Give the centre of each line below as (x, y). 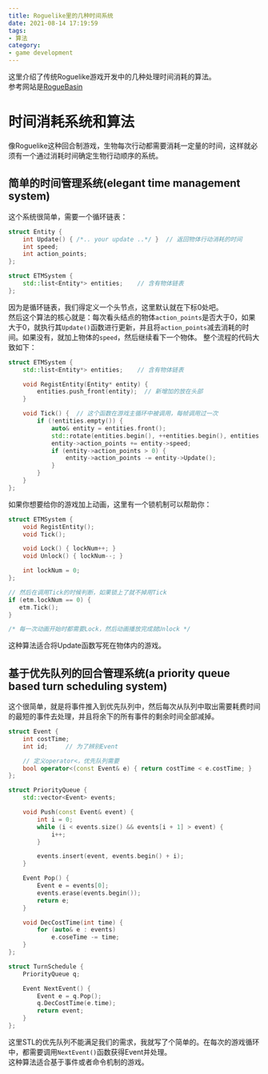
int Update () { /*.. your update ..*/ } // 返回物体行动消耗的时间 (132, 239)
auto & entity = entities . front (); (108, 428)
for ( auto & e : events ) (76, 930)
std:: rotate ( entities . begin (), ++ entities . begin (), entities (155, 436)
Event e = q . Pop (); (70, 996)
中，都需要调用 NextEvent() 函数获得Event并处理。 (90, 1052)
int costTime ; (46, 739)
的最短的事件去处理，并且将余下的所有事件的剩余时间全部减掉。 (113, 716)
